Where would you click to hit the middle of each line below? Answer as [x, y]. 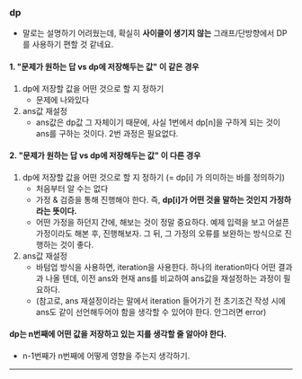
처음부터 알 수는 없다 [72, 188]
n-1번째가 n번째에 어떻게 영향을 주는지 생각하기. [106, 356]
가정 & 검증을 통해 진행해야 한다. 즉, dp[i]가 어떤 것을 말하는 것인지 [151, 199]
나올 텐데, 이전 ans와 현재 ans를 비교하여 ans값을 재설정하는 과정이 [163, 278]
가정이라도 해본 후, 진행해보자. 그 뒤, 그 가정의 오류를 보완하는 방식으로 [159, 233]
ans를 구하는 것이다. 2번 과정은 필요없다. [107, 133]
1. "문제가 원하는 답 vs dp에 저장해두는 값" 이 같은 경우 [104, 66]
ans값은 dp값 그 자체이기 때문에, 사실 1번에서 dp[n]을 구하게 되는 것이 [158, 122]
